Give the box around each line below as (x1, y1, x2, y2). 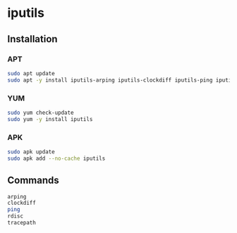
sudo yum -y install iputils (7, 115, 93, 122)
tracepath (7, 220, 37, 227)
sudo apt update (7, 70, 55, 77)
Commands (7, 175, 60, 187)
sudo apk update (7, 148, 55, 156)
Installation (7, 33, 58, 45)
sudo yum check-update (7, 109, 74, 116)
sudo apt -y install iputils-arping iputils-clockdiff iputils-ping (7, 76, 213, 84)
